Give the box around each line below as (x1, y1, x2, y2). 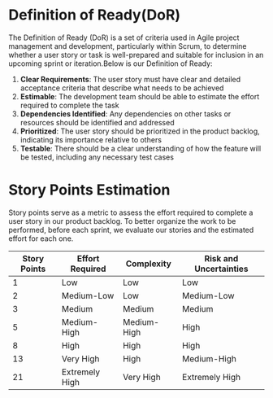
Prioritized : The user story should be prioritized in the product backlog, (19, 126, 260, 136)
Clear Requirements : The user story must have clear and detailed (19, 74, 241, 84)
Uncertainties (194, 263, 249, 274)
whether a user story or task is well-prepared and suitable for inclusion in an (8, 50, 264, 59)
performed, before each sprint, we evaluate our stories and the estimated (8, 225, 254, 234)
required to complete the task (19, 100, 119, 110)
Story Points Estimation (8, 181, 171, 199)
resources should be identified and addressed (19, 117, 175, 127)
